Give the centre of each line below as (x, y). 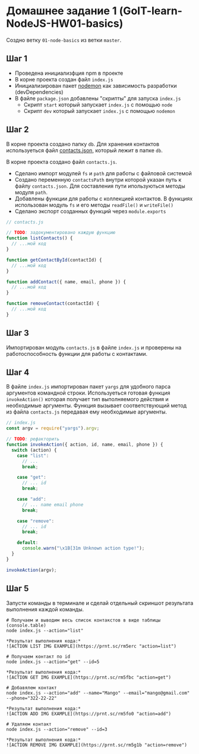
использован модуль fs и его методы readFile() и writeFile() (94, 205)
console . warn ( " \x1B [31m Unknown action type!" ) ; (83, 548)
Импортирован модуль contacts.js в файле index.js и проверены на (94, 347)
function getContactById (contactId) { (54, 260)
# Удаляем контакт (29, 724)
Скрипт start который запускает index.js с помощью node (98, 105)
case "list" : (33, 456)
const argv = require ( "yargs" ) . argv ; (53, 428)
